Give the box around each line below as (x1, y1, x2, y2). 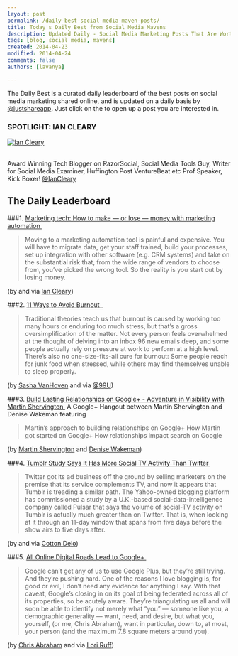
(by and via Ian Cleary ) (7, 286, 74, 295)
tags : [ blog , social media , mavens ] (7, 37, 115, 44)
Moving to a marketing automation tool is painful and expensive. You (24, 235, 225, 244)
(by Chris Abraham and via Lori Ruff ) (7, 640, 115, 649)
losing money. (24, 273, 66, 281)
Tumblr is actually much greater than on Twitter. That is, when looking (24, 510, 229, 519)
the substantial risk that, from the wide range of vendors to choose (24, 257, 220, 267)
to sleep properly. (24, 367, 76, 375)
